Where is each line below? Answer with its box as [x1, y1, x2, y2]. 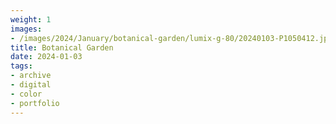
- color [10, 89, 43, 99]
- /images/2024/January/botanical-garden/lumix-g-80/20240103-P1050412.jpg [10, 33, 333, 43]
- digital [10, 80, 52, 90]
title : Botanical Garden [10, 42, 114, 53]
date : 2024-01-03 [10, 52, 83, 62]
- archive [10, 71, 52, 81]
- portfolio [10, 98, 60, 108]
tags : [10, 61, 33, 71]
